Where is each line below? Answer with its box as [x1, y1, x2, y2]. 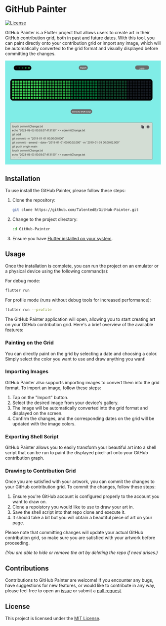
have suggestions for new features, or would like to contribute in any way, [5, 582, 156, 589]
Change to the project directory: [12, 216, 78, 222]
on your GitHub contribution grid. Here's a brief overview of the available [5, 322, 154, 328]
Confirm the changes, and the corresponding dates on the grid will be [12, 416, 155, 421]
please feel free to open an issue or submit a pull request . [5, 588, 123, 594]
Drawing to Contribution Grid [5, 468, 76, 475]
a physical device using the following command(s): [5, 268, 109, 274]
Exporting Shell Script [5, 433, 59, 440]
